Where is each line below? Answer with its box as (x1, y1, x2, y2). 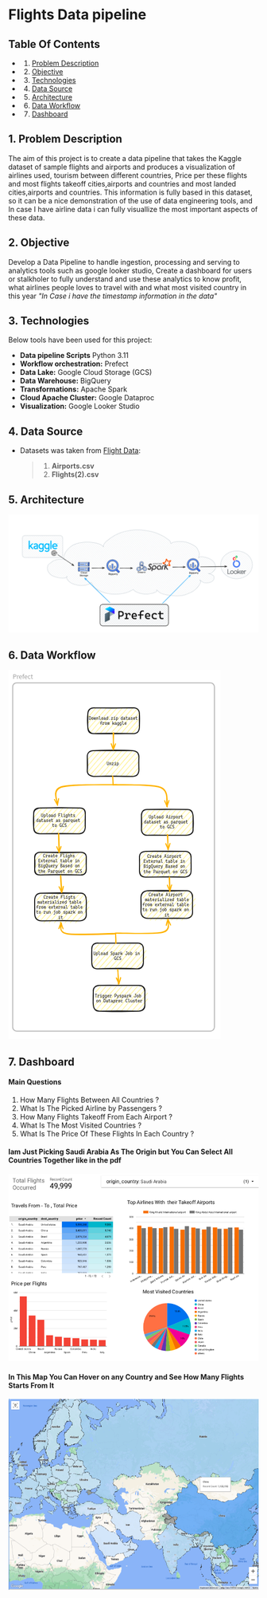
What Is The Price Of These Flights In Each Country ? (19, 1128, 195, 1138)
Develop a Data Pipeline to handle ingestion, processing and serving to (8, 257, 240, 266)
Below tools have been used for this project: (8, 335, 153, 344)
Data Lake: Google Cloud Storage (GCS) (19, 368, 153, 377)
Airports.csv (51, 461, 95, 471)
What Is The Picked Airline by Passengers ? (19, 1103, 163, 1113)
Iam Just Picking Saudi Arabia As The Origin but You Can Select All (8, 1147, 233, 1157)
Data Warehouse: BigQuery (19, 376, 111, 386)
